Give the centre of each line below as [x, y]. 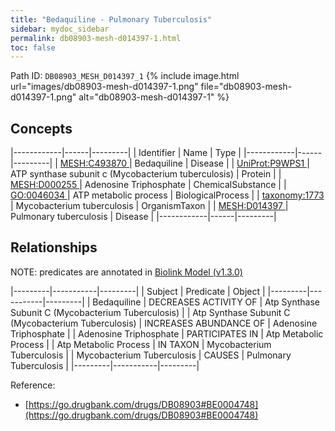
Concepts [41, 128]
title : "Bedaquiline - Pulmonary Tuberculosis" [111, 19]
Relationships [54, 247]
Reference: [33, 385]
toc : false [33, 47]
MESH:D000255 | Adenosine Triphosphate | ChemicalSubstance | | [148, 185]
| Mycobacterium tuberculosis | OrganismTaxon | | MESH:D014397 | [149, 206]
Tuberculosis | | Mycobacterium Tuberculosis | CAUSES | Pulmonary [151, 355]
